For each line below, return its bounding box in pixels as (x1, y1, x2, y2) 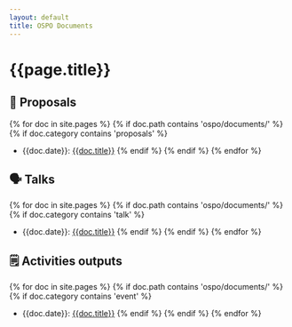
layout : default (9, 12, 69, 22)
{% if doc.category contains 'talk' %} (9, 210, 145, 220)
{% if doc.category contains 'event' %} (9, 291, 153, 302)
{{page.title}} (9, 60, 111, 80)
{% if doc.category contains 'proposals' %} (9, 128, 169, 139)
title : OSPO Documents (9, 21, 93, 30)
